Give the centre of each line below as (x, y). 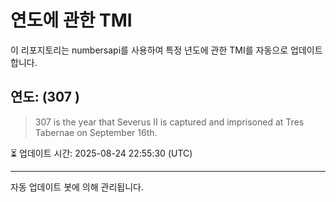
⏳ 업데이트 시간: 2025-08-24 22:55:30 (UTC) (101, 153)
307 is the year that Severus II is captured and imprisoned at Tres (169, 122)
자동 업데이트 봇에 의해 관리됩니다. (77, 187)
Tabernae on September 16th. (96, 132)
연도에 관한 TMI (71, 20)
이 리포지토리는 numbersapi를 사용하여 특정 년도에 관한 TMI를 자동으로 (149, 50)
